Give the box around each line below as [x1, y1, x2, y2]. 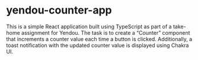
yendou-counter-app [6, 4, 112, 17]
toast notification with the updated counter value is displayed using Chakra [6, 42, 189, 49]
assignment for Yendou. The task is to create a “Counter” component [21, 29, 191, 36]
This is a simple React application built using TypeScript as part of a [6, 23, 172, 30]
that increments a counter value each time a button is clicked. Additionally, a [6, 35, 193, 42]
